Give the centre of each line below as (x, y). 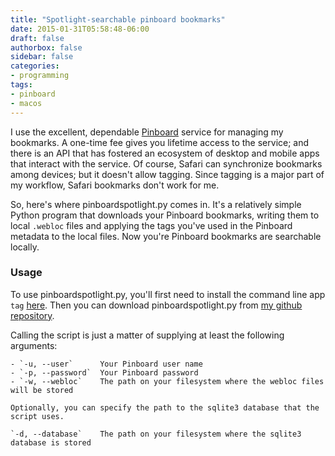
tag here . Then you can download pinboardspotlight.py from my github (156, 305)
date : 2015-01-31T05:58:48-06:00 (80, 29)
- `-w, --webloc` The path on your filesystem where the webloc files (167, 381)
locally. (25, 247)
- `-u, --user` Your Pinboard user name (106, 364)
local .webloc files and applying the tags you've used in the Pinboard (151, 225)
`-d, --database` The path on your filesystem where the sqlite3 (156, 434)
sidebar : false (42, 57)
